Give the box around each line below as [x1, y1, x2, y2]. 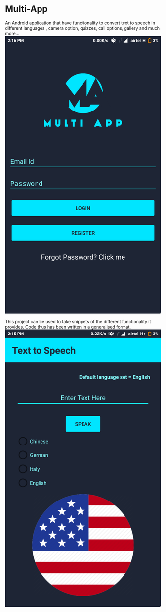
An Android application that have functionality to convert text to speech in [5, 20, 156, 26]
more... [5, 30, 20, 36]
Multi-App [5, 3, 48, 15]
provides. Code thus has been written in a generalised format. [5, 324, 131, 330]
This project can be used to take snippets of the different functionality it [5, 318, 151, 324]
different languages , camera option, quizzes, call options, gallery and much [5, 25, 160, 31]
